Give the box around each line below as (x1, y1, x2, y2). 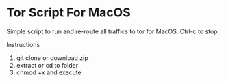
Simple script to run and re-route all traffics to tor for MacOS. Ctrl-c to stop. (6, 27, 220, 36)
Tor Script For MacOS (6, 5, 131, 20)
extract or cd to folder (16, 61, 79, 69)
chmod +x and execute (16, 68, 81, 77)
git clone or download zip (16, 53, 88, 62)
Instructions (6, 40, 40, 49)
